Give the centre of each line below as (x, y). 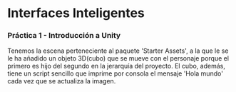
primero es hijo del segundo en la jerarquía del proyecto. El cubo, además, (117, 66)
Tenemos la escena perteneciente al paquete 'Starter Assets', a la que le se (118, 51)
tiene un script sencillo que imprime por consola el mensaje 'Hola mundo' (115, 73)
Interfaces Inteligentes (76, 13)
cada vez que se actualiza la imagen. (62, 81)
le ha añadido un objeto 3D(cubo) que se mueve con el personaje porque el (118, 58)
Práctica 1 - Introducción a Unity (64, 36)
